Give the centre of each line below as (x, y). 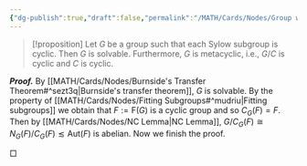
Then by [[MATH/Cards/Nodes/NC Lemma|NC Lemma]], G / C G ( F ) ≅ (137, 123)
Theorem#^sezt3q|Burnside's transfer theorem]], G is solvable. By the (142, 90)
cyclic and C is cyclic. (73, 63)
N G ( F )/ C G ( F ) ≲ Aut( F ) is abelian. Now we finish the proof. (117, 135)
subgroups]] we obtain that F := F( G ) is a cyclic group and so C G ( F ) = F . (145, 111)
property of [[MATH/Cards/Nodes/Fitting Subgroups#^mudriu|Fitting (138, 100)
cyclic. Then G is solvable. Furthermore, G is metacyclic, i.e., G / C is (158, 53)
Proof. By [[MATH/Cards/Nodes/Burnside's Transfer (108, 81)
